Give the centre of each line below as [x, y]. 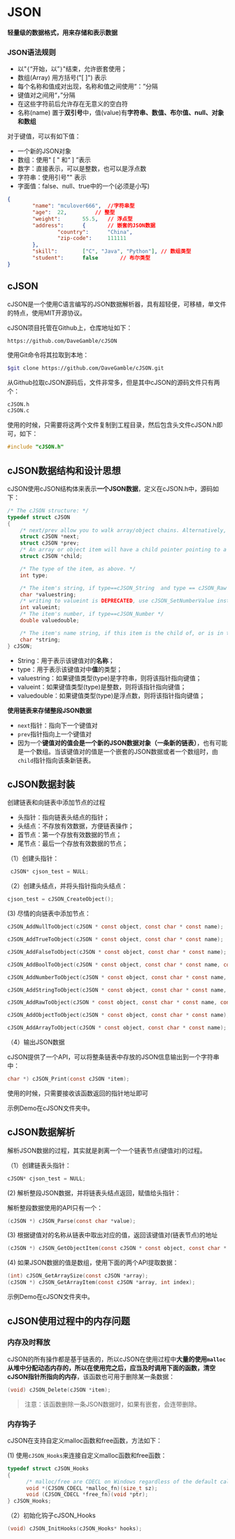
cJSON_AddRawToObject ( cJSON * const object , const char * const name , [112, 1003]
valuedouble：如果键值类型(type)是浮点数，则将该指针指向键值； [111, 695]
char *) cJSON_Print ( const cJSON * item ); [69, 1079]
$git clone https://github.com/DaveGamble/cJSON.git [86, 368]
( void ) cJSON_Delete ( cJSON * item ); [59, 1390]
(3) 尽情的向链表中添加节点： [49, 913]
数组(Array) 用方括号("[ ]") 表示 [62, 78]
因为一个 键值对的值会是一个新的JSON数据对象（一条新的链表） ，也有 [116, 743]
